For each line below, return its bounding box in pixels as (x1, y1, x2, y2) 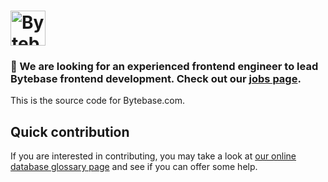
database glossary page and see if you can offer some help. (10, 161, 258, 173)
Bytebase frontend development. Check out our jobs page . (10, 72, 302, 86)
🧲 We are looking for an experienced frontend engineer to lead (10, 60, 319, 74)
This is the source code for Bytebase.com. (10, 95, 186, 107)
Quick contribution (10, 123, 130, 140)
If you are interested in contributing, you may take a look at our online (10, 150, 297, 162)
